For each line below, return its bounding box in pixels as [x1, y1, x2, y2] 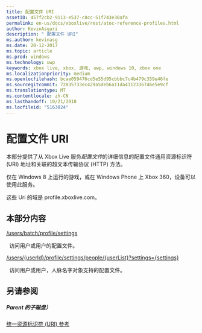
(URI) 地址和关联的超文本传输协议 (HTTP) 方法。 [6, 160, 126, 168]
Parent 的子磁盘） [6, 304, 51, 311]
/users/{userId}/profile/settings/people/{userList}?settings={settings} [6, 254, 179, 261]
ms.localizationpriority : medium [6, 71, 90, 77]
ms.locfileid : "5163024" [6, 104, 69, 110]
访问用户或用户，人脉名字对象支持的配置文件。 [8, 267, 125, 274]
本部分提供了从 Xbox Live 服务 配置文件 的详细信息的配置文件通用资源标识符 [6, 153, 192, 160]
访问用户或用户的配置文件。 [8, 242, 78, 249]
